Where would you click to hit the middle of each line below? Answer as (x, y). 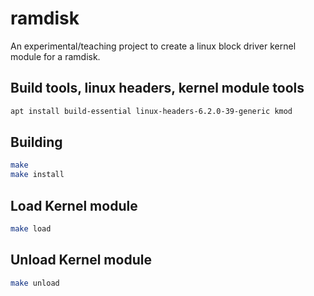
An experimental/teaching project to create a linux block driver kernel (153, 46)
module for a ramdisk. (55, 56)
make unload (35, 283)
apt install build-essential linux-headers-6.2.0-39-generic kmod (151, 111)
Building (36, 142)
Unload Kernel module (81, 260)
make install (37, 175)
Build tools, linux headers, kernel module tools (157, 88)
